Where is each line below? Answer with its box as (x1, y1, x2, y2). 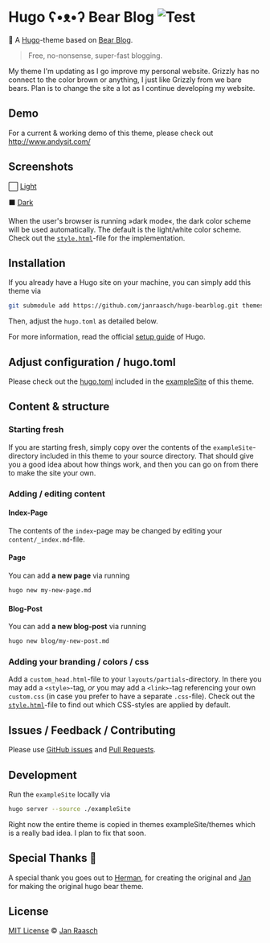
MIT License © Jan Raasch (8, 926, 98, 936)
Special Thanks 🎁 (8, 851, 97, 865)
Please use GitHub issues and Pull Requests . (8, 745, 157, 755)
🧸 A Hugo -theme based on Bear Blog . (8, 35, 133, 44)
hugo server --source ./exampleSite (8, 805, 131, 813)
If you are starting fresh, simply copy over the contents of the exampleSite (8, 442, 253, 452)
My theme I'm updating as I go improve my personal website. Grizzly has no (8, 66, 260, 76)
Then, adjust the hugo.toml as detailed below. (8, 316, 158, 326)
